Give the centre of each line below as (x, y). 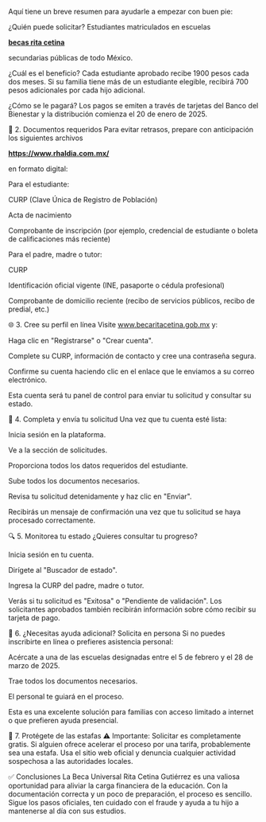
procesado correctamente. (52, 520)
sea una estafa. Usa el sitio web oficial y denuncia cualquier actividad (122, 753)
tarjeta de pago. (35, 618)
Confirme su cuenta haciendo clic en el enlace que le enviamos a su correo (131, 371)
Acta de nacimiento (40, 215)
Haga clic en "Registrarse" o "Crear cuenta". (81, 341)
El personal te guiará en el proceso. (66, 697)
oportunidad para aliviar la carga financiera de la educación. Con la (118, 785)
